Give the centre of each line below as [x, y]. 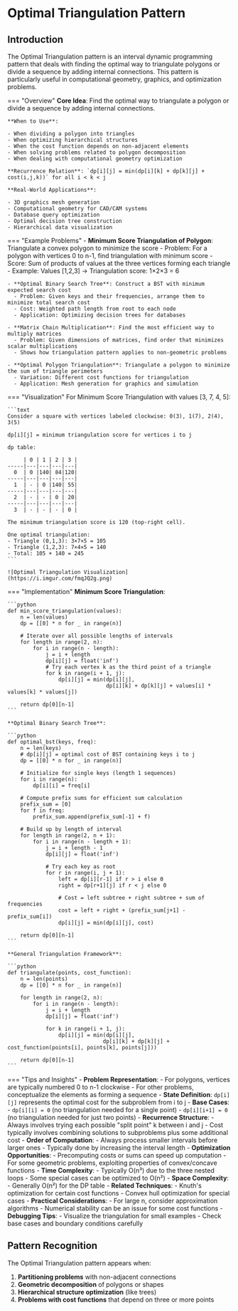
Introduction [36, 40]
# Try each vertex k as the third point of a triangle [128, 667]
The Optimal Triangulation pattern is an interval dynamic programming [110, 56]
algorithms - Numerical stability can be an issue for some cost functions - [115, 1208]
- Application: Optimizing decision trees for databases [100, 315]
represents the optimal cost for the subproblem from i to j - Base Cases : [124, 1102]
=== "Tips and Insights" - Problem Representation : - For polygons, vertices [119, 1079]
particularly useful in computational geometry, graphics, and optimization [115, 79]
